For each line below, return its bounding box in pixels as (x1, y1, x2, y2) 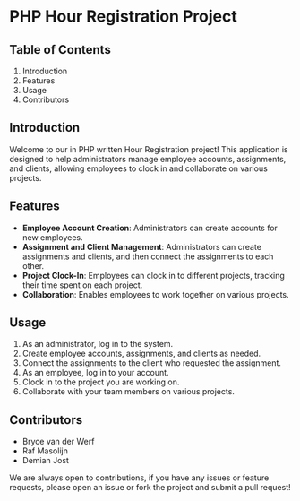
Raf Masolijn (21, 445, 69, 456)
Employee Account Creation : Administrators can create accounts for (21, 222, 278, 233)
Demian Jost (21, 455, 70, 466)
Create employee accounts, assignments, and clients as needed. (21, 348, 261, 359)
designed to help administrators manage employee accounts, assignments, (9, 153, 287, 164)
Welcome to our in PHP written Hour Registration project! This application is (9, 143, 288, 154)
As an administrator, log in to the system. (21, 339, 174, 350)
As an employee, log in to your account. (21, 367, 169, 378)
